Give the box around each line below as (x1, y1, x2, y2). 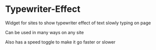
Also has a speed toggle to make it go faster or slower (5, 39, 116, 45)
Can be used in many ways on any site (5, 29, 84, 35)
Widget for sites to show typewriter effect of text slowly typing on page (5, 20, 151, 26)
